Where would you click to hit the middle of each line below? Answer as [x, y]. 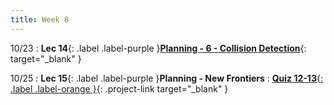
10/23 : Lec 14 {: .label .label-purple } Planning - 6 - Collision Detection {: [158, 48]
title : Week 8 [40, 19]
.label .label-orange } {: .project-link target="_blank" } [119, 88]
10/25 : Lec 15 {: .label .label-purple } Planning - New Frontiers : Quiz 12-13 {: [166, 78]
